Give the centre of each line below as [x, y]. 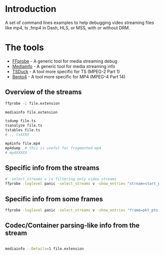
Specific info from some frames [54, 199]
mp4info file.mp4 [23, 143]
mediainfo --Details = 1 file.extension [44, 249]
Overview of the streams [43, 92]
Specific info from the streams [52, 168]
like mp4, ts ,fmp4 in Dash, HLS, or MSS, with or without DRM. [68, 27]
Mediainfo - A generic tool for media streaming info [64, 66]
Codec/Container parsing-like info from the [72, 225]
